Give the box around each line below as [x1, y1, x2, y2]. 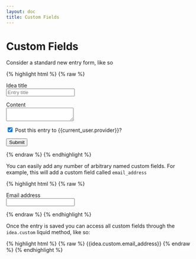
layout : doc [6, 8, 36, 15]
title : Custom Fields [6, 14, 60, 20]
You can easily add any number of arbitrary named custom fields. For [6, 163, 175, 170]
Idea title [6, 82, 28, 89]
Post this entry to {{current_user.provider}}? [14, 127, 123, 134]
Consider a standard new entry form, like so [6, 59, 114, 66]
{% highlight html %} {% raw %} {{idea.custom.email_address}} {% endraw [6, 240, 191, 247]
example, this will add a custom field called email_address [6, 169, 147, 176]
